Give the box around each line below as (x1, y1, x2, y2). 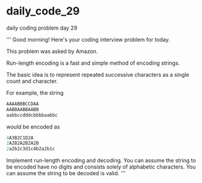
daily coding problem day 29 (6, 24, 77, 31)
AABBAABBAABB (6, 106, 39, 112)
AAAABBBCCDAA (6, 101, 39, 107)
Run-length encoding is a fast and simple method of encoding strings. (6, 59, 180, 66)
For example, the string (6, 89, 64, 96)
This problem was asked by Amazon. (6, 47, 98, 55)
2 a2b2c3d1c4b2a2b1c (6, 146, 55, 152)
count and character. (6, 77, 58, 85)
